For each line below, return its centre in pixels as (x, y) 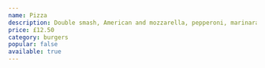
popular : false (33, 45)
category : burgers (38, 37)
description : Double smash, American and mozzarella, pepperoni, (118, 23)
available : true (35, 52)
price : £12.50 (32, 30)
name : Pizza (28, 15)
